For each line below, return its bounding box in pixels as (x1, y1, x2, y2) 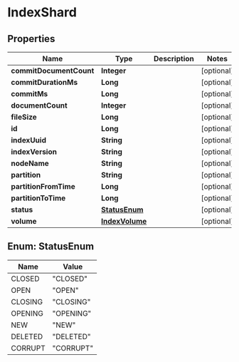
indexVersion (11, 147, 57, 157)
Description (154, 54, 194, 63)
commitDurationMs (11, 78, 78, 87)
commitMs (11, 89, 48, 98)
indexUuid (11, 135, 46, 145)
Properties (7, 33, 55, 45)
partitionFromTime (11, 182, 76, 191)
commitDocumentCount (11, 66, 95, 76)
